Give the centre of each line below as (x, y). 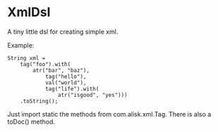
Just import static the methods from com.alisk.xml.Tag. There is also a (109, 114)
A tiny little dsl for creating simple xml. (63, 32)
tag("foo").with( (46, 64)
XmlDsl (29, 12)
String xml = (26, 58)
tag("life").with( (72, 88)
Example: (21, 45)
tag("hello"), (66, 77)
